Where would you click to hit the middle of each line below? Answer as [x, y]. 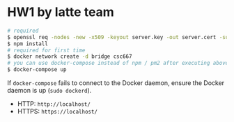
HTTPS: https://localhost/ [57, 112]
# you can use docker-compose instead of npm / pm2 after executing [109, 63]
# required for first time [46, 50]
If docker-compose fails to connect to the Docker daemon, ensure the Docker [116, 83]
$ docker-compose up [37, 70]
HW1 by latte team [61, 12]
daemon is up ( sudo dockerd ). [49, 91]
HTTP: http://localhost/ [54, 104]
